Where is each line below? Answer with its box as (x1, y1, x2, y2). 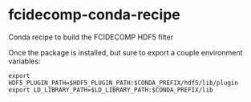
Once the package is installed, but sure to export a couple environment (8, 47, 243, 57)
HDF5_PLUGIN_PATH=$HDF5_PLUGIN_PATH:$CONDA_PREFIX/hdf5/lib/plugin (8, 79, 239, 87)
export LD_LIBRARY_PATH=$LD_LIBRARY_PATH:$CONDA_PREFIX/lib (8, 86, 214, 94)
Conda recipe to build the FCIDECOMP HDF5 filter (8, 32, 174, 42)
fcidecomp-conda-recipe (8, 6, 180, 24)
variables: (8, 56, 41, 66)
